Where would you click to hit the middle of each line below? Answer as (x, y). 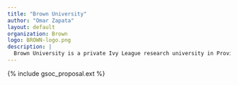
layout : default (31, 27)
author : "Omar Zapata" (41, 21)
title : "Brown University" (47, 14)
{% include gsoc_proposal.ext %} (56, 73)
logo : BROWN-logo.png (39, 40)
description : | (30, 47)
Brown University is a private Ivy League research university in (114, 54)
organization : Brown (38, 34)
